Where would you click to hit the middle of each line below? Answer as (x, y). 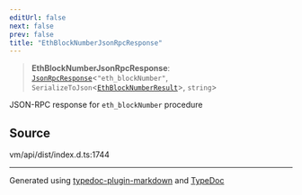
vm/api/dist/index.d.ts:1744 (60, 155)
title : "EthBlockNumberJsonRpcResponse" (86, 43)
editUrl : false (38, 18)
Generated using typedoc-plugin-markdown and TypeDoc (117, 181)
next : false (31, 26)
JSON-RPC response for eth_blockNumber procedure (107, 105)
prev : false (31, 34)
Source (30, 133)
